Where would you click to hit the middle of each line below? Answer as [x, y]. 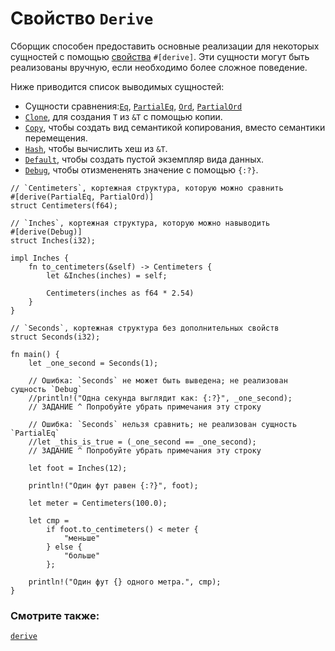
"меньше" [82, 538]
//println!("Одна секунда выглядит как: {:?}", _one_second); [160, 398]
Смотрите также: [55, 615]
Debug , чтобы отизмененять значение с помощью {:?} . [141, 169]
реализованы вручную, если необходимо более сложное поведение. [159, 67]
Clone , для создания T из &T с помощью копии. [123, 116]
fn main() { [35, 354]
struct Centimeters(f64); [64, 205]
